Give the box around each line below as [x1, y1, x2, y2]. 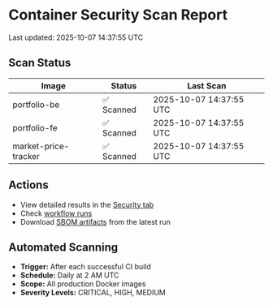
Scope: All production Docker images [19, 279, 146, 289]
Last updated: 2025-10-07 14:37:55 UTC [8, 32, 144, 42]
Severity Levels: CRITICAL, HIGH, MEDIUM [19, 288, 167, 298]
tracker [12, 150, 41, 161]
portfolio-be [12, 99, 60, 110]
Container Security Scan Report [8, 6, 228, 24]
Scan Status [8, 56, 71, 70]
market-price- [12, 140, 70, 152]
